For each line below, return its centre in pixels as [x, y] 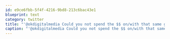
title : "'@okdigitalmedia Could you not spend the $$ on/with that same [83, 24]
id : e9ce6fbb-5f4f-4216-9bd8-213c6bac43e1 [51, 10]
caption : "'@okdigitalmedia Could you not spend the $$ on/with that [80, 29]
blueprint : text [22, 15]
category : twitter [25, 19]
